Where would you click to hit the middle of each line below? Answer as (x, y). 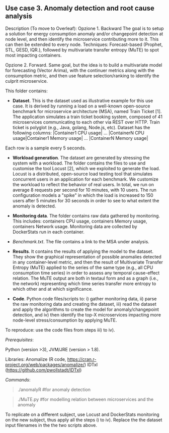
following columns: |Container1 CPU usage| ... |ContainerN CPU (78, 133)
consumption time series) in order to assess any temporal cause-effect (86, 273)
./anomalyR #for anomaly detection (54, 389)
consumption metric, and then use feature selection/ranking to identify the (82, 76)
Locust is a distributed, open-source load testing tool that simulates (82, 174)
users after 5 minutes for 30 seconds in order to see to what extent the (86, 200)
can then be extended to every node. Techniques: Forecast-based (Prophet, (84, 44)
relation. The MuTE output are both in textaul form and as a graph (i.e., (85, 278)
